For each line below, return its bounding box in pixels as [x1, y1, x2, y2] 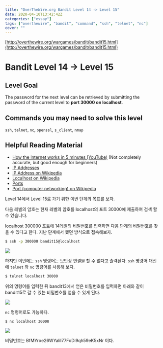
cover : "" [5, 26, 26, 31]
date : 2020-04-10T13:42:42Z [5, 12, 63, 17]
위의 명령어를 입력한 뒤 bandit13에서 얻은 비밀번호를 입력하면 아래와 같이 [5, 283, 144, 289]
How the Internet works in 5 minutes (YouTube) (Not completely [12, 154, 141, 160]
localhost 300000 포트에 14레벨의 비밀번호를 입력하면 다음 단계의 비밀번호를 [5, 223, 153, 229]
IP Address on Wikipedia [12, 170, 62, 175]
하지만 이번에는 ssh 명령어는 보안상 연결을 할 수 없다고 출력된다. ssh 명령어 [5, 257, 148, 264]
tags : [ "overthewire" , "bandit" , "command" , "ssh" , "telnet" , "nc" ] [5, 21, 148, 26]
